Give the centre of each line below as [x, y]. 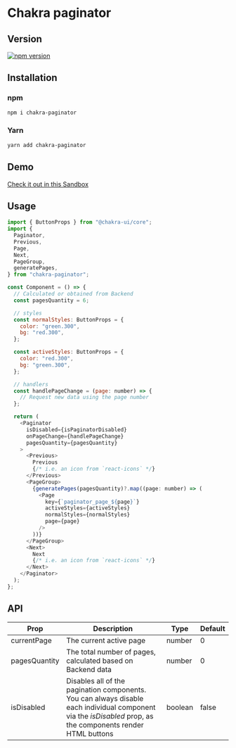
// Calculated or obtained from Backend [73, 294]
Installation [32, 78]
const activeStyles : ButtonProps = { [69, 352]
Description [113, 628]
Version [25, 39]
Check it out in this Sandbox [48, 184]
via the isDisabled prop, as [110, 716]
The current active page [106, 640]
